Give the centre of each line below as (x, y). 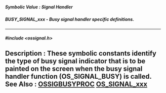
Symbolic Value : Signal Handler (39, 7)
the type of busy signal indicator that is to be (75, 61)
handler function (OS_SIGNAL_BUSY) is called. (78, 77)
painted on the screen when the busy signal (74, 69)
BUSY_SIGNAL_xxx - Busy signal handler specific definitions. (70, 19)
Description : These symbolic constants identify (81, 53)
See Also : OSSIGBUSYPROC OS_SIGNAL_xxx (76, 84)
